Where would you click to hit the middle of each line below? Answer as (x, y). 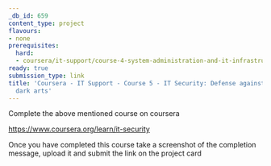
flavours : (25, 31)
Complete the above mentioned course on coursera (94, 114)
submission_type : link (46, 76)
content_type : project (46, 23)
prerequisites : (34, 46)
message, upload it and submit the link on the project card (105, 153)
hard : (25, 53)
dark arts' (34, 91)
